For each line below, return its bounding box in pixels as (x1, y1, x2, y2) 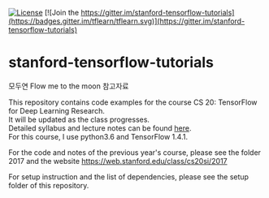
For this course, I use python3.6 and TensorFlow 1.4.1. (8, 131, 189, 141)
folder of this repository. (8, 180, 89, 190)
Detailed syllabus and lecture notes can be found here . (8, 123, 192, 133)
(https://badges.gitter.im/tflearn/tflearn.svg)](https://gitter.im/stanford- (8, 16, 245, 26)
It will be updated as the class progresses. (8, 114, 150, 124)
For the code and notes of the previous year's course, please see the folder (8, 147, 262, 157)
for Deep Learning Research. (8, 105, 106, 115)
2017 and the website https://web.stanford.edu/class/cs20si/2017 (8, 156, 228, 166)
